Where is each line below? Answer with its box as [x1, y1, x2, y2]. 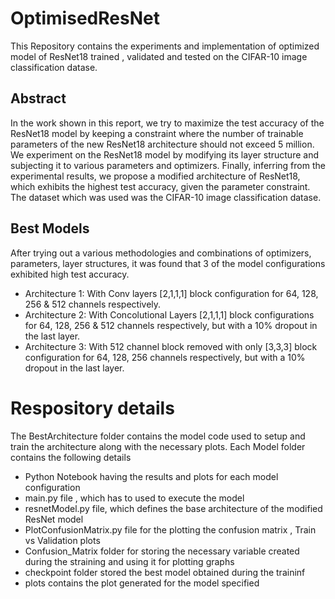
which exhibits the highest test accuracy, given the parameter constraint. [10, 180, 311, 192]
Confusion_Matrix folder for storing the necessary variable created [24, 545, 300, 557]
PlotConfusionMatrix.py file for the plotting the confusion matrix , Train [24, 523, 317, 536]
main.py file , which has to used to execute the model [24, 492, 245, 504]
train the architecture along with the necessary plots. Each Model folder [10, 440, 306, 452]
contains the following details [10, 451, 132, 463]
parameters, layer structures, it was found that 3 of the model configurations [10, 257, 326, 269]
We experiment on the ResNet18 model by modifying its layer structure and [10, 148, 319, 161]
